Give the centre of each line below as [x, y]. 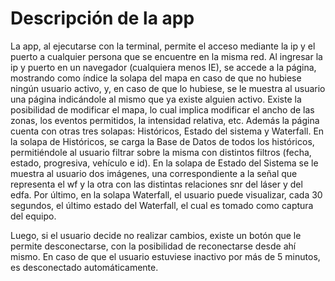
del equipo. [33, 216]
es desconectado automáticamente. [84, 267]
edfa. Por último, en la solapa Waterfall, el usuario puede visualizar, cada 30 [166, 194]
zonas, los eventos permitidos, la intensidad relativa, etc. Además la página [165, 120]
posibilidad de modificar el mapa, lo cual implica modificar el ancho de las [162, 109]
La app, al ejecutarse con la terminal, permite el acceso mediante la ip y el [163, 46]
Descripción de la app [102, 18]
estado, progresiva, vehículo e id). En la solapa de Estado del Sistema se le [164, 163]
